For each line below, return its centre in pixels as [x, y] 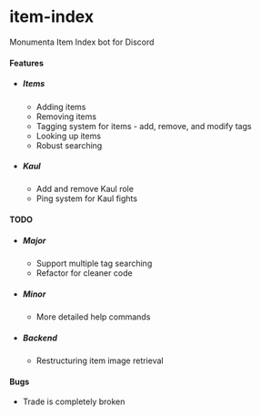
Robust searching [69, 145]
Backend [40, 338]
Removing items [66, 117]
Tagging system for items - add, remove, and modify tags [144, 126]
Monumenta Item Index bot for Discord [82, 42]
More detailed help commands [93, 317]
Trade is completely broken [74, 401]
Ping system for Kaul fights [87, 198]
